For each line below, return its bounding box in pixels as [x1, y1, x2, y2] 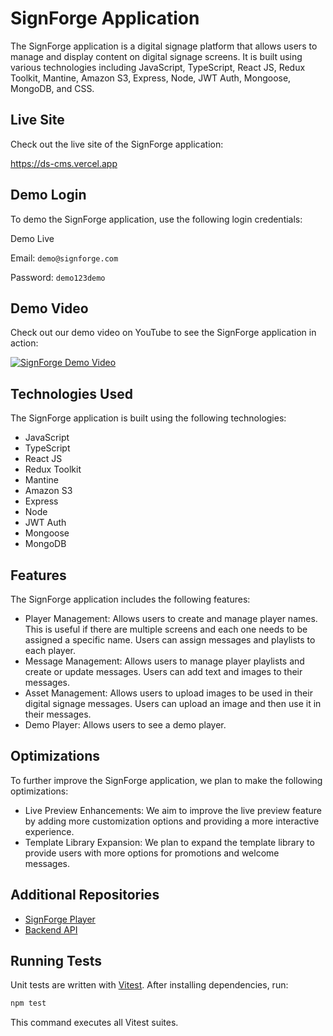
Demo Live [10, 232, 55, 244]
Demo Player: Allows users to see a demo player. [24, 719, 227, 731]
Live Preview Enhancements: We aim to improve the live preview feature [24, 804, 322, 816]
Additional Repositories [10, 887, 160, 904]
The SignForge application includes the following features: [10, 593, 251, 605]
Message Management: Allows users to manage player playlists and [24, 655, 305, 667]
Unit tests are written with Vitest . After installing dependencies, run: [10, 979, 289, 991]
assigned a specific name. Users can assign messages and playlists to [24, 634, 316, 646]
